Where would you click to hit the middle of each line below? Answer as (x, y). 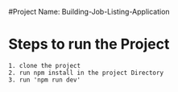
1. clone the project (45, 65)
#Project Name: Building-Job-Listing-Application (89, 12)
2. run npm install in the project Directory (86, 73)
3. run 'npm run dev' (45, 80)
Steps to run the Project (89, 44)
